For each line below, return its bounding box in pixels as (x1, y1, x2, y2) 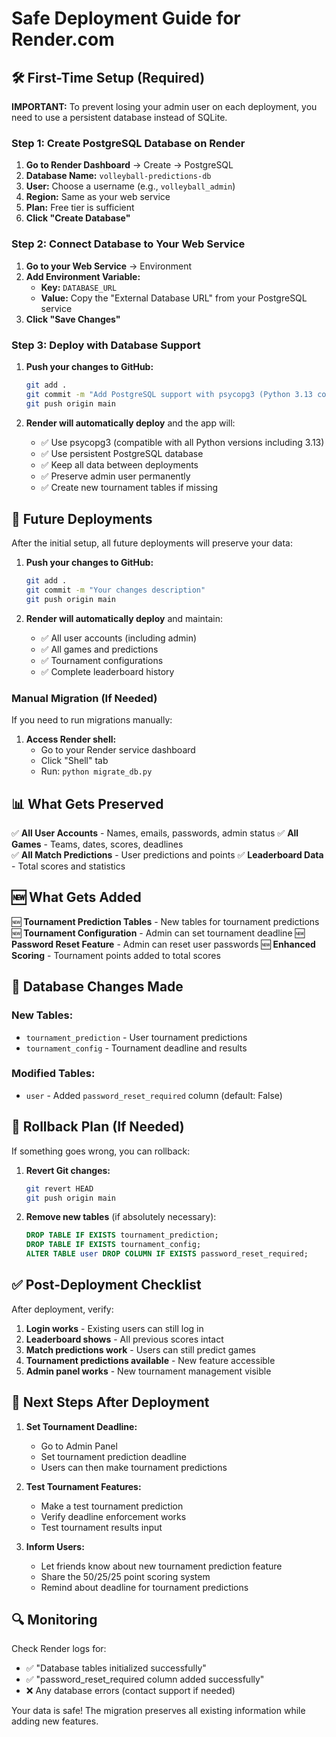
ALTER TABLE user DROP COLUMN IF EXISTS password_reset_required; (25, 1249, 309, 1259)
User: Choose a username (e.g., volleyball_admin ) (25, 180, 236, 192)
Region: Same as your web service (25, 191, 171, 203)
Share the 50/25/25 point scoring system (40, 1570, 211, 1582)
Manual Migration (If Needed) (11, 691, 158, 705)
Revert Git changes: (25, 1164, 111, 1176)
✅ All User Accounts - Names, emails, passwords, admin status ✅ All (11, 827, 299, 839)
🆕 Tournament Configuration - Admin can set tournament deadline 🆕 (11, 927, 305, 939)
